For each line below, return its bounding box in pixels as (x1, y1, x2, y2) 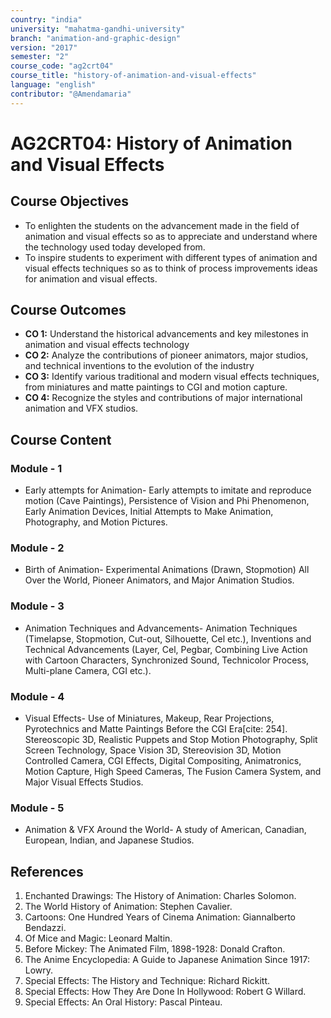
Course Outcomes (10, 302, 127, 319)
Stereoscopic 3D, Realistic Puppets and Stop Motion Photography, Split (24, 734, 318, 746)
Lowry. (24, 964, 54, 976)
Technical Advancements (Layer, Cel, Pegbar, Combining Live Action (24, 643, 308, 655)
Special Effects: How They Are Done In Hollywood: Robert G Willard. (24, 986, 307, 998)
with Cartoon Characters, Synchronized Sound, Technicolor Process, (24, 654, 310, 666)
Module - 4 (10, 689, 65, 703)
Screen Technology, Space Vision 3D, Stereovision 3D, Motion (24, 744, 282, 756)
